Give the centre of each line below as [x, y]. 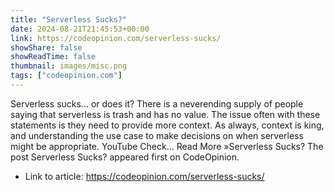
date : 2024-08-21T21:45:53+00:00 [80, 29]
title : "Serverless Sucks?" [69, 19]
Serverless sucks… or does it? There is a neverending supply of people [157, 103]
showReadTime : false [53, 57]
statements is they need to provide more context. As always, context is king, [167, 125]
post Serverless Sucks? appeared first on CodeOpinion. [125, 157]
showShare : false [46, 47]
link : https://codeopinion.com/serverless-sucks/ [116, 38]
